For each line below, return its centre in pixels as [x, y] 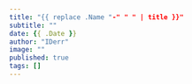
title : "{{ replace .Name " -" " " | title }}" [96, 17]
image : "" [27, 50]
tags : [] [25, 66]
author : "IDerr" [39, 42]
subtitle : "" [33, 25]
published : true [39, 58]
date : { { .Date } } [43, 33]
